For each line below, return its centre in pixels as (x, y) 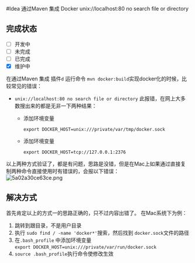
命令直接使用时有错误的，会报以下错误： (70, 171)
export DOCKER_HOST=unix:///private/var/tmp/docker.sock (94, 130)
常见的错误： (26, 86)
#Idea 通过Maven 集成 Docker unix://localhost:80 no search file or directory (97, 9)
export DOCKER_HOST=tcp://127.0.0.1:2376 (74, 152)
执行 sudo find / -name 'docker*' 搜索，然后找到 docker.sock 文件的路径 (102, 232)
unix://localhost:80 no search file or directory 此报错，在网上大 (97, 99)
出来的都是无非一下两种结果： (61, 106)
